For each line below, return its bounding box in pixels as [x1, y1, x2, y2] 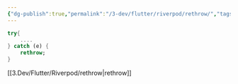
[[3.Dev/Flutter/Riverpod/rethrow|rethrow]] [7, 68, 132, 77]
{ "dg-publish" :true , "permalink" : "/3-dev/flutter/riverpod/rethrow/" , [7, 10, 217, 18]
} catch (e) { [7, 43, 50, 50]
